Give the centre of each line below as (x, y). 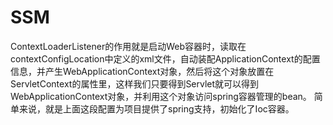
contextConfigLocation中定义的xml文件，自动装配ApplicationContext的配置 (165, 58)
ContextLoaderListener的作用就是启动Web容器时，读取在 (128, 46)
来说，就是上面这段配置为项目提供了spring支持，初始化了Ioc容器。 (156, 108)
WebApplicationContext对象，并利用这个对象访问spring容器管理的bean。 (161, 96)
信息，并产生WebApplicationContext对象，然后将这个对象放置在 (142, 71)
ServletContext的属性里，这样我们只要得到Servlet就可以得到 (135, 83)
